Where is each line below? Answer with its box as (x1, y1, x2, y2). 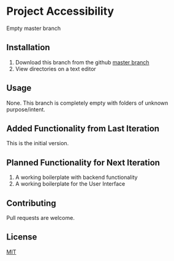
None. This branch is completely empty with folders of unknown (6, 99, 168, 107)
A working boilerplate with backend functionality (15, 173, 138, 181)
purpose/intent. (6, 105, 46, 113)
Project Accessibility (6, 4, 115, 18)
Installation (6, 42, 50, 53)
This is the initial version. (6, 140, 69, 147)
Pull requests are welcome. (6, 214, 75, 221)
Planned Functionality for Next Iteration (6, 157, 161, 168)
